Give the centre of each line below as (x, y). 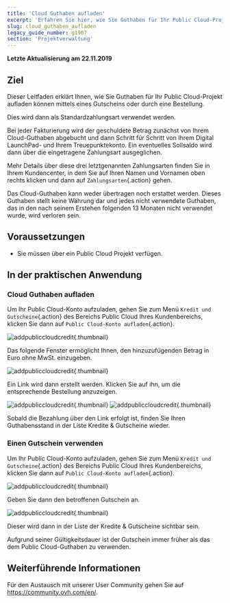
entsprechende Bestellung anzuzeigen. (62, 392)
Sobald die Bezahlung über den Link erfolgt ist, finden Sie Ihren (97, 418)
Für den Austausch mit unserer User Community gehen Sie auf (95, 584)
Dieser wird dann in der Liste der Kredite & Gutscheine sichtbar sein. (103, 526)
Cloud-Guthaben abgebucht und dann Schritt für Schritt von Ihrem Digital (111, 137)
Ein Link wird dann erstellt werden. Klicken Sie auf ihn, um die (94, 384)
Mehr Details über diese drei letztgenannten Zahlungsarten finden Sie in (108, 165)
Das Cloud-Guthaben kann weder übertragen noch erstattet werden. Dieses (114, 193)
